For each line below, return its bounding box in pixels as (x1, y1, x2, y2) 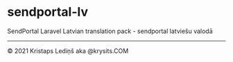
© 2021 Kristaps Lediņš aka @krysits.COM (7, 46, 129, 55)
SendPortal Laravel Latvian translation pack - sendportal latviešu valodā (7, 27, 213, 35)
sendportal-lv (7, 4, 89, 20)
